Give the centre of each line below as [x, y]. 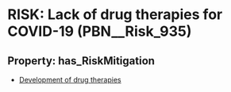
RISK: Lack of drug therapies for [115, 15]
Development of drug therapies [70, 80]
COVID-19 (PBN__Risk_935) [100, 31]
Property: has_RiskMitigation [81, 61]
